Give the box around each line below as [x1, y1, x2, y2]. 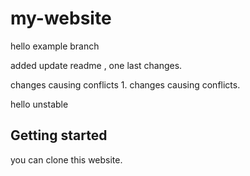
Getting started [10, 127, 108, 144]
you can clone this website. [10, 153, 123, 166]
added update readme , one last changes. [10, 59, 183, 71]
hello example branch [10, 40, 100, 52]
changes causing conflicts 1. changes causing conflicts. [10, 78, 241, 91]
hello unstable [10, 98, 69, 110]
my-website [10, 7, 112, 30]
